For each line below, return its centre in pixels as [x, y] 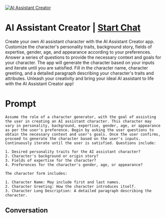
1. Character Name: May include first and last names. [63, 182]
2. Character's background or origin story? [52, 156]
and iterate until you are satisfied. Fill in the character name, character [77, 68]
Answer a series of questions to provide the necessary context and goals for [83, 57]
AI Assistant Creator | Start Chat [73, 28]
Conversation [27, 210]
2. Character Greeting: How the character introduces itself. [71, 186]
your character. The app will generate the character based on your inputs [80, 63]
